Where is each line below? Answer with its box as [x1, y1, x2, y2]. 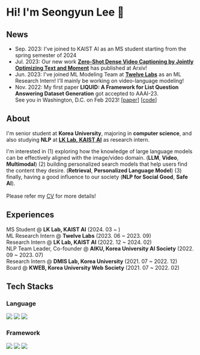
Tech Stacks [6, 282, 54, 292]
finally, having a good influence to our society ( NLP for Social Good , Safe [6, 173, 188, 180]
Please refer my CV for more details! [6, 192, 96, 199]
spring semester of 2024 [14, 52, 77, 59]
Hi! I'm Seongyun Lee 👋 [6, 5, 124, 19]
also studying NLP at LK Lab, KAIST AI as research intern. [6, 136, 150, 143]
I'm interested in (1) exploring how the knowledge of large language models [6, 147, 193, 155]
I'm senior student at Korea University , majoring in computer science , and [6, 129, 192, 137]
